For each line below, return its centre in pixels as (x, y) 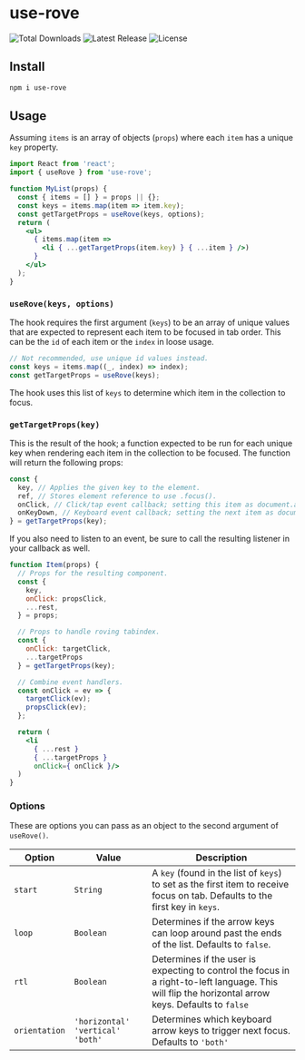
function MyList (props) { (58, 189)
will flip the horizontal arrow (211, 994)
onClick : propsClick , (66, 599)
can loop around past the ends (216, 933)
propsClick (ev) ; (57, 707)
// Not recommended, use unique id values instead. (109, 358)
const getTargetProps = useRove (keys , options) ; (111, 214)
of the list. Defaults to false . (211, 945)
